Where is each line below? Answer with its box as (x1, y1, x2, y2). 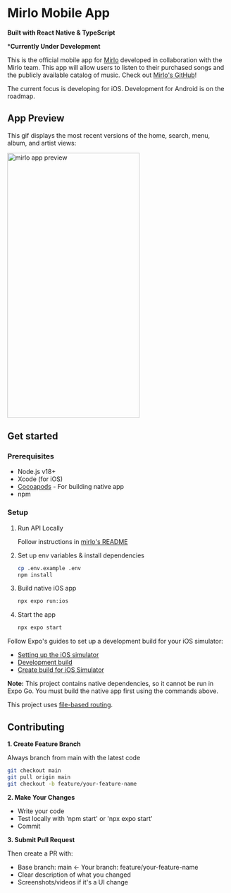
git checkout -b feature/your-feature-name (7, 780, 137, 787)
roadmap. (7, 92, 35, 100)
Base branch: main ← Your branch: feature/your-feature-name (17, 863, 199, 871)
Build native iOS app (17, 584, 77, 593)
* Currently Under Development (7, 42, 101, 50)
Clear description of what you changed (17, 870, 132, 879)
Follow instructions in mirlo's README (17, 537, 128, 545)
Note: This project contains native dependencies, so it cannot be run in (7, 680, 214, 688)
